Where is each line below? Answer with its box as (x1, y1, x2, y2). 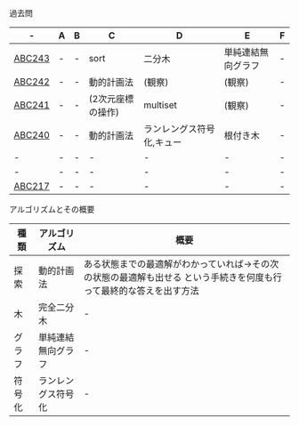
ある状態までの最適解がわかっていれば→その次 (83, 258, 279, 269)
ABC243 (13, 52, 51, 64)
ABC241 (13, 99, 51, 111)
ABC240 (13, 129, 51, 141)
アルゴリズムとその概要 (9, 204, 95, 214)
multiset (143, 99, 178, 111)
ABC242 (13, 76, 51, 87)
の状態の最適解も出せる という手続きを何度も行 (83, 271, 283, 283)
